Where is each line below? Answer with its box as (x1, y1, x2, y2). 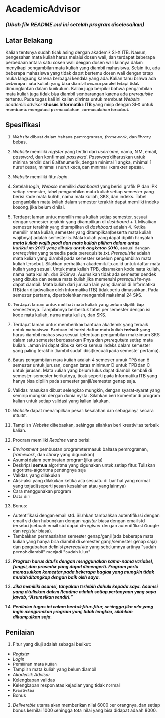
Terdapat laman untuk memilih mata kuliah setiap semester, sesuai (12, 214, 147, 220)
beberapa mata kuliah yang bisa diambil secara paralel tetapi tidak (5, 80, 139, 86)
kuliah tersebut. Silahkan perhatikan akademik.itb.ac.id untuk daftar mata (12, 260, 161, 266)
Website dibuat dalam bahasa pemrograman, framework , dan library (12, 134, 151, 139)
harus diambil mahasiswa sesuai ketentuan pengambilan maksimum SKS (12, 331, 160, 337)
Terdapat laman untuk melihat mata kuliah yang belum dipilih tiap (12, 301, 144, 307)
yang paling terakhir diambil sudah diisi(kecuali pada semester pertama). (12, 347, 160, 353)
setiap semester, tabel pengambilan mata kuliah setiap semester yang (12, 188, 154, 194)
